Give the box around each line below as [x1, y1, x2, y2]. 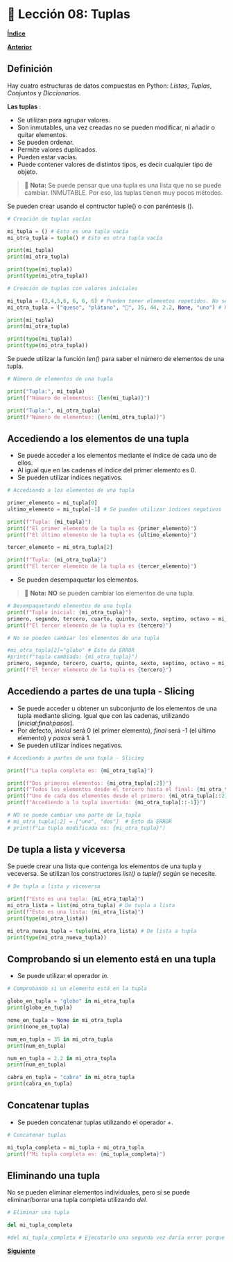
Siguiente [7, 1247, 36, 1255]
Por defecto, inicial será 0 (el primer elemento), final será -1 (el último [17, 726, 216, 735]
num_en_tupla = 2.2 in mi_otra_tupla [7, 1055, 116, 1062]
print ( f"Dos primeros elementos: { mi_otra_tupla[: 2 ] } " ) [7, 779, 172, 787]
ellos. [17, 458, 33, 467]
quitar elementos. [17, 130, 68, 138]
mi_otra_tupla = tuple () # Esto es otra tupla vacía [7, 234, 163, 241]
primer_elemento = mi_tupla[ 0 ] [7, 500, 98, 506]
